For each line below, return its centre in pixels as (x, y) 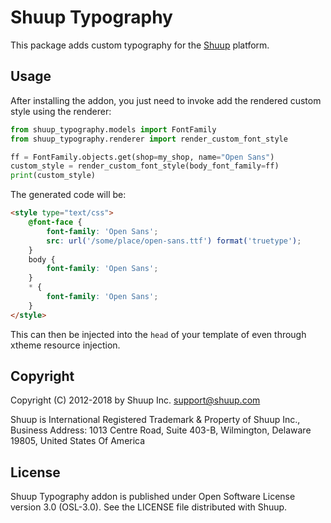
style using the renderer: (61, 111)
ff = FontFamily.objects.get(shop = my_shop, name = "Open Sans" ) (142, 157)
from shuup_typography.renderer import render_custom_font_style (149, 139)
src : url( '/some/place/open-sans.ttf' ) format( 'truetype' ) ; (174, 241)
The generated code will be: (68, 195)
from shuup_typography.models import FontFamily (113, 129)
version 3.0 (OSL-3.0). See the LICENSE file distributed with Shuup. (149, 507)
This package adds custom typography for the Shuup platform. (140, 45)
